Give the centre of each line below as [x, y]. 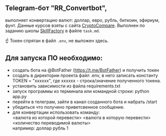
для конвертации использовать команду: [56, 112]
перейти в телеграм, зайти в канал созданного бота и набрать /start [85, 102]
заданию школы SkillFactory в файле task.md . [53, 31]
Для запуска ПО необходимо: [54, 58]
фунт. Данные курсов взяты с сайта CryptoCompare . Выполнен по [75, 25]
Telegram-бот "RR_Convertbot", [56, 8]
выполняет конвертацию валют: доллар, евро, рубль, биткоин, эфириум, [83, 20]
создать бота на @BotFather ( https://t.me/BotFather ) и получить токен [86, 70]
